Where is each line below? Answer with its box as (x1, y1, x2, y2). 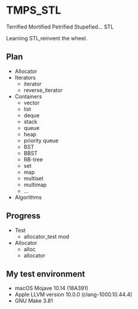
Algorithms (14, 193, 42, 200)
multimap (23, 181, 47, 188)
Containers (14, 93, 42, 100)
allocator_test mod (23, 232, 70, 240)
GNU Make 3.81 (14, 297, 54, 304)
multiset (23, 174, 43, 181)
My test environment (6, 269, 85, 279)
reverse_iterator (23, 87, 63, 94)
